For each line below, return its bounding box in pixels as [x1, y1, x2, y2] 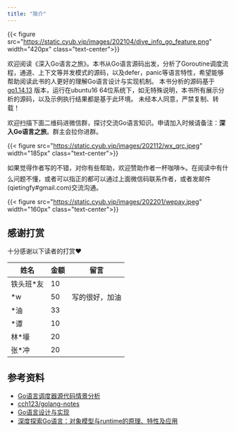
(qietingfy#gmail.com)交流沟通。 [7, 183, 103, 191]
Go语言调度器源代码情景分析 [17, 392, 101, 400]
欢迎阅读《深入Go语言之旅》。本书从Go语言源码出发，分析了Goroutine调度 [7, 59, 223, 68]
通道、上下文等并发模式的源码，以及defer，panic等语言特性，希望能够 [19, 68, 224, 76]
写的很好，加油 [71, 292, 122, 302]
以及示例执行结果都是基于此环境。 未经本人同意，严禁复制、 [37, 95, 213, 103]
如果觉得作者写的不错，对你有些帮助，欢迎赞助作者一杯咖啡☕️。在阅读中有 [7, 163, 223, 172]
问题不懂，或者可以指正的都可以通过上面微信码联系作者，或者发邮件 [13, 174, 211, 183]
